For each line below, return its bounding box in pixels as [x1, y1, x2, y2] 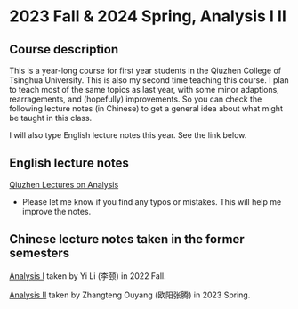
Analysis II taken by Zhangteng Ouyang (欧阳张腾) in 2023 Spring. [9, 289, 251, 300]
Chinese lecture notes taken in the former [9, 232, 245, 247]
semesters [9, 246, 70, 261]
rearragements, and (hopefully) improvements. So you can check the [9, 94, 262, 104]
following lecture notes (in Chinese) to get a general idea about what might [9, 103, 283, 113]
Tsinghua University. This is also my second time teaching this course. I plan [9, 75, 289, 85]
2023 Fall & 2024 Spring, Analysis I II [9, 6, 287, 27]
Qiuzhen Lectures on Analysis [9, 179, 119, 190]
